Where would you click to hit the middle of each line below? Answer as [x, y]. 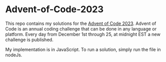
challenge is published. [29, 40]
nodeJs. [14, 55]
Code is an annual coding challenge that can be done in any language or [81, 28]
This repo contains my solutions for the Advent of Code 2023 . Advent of [81, 23]
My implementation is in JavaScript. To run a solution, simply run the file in [83, 49]
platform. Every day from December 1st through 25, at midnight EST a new [83, 34]
